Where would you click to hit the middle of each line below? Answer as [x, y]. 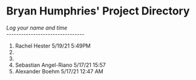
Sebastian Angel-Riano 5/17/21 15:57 [60, 65]
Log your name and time [37, 28]
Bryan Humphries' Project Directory [98, 11]
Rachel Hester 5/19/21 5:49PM [53, 46]
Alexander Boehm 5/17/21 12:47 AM [59, 71]
